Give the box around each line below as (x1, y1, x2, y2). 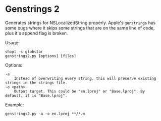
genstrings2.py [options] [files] (5, 53, 77, 59)
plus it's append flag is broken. (5, 30, 68, 36)
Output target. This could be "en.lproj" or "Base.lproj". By (14, 89, 145, 94)
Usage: (5, 39, 20, 45)
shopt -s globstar (5, 49, 43, 54)
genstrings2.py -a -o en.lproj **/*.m (5, 111, 85, 116)
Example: (5, 102, 24, 108)
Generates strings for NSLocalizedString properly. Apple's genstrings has (5, 20, 156, 26)
